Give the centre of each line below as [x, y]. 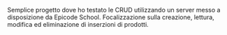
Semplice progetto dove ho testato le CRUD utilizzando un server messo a [114, 10]
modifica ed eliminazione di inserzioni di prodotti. [78, 24]
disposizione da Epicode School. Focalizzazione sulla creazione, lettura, [111, 17]
